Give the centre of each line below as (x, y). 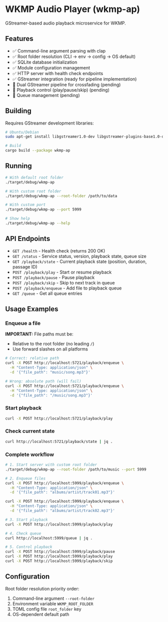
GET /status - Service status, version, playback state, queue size (79, 256)
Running (19, 166)
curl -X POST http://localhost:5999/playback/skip (59, 561)
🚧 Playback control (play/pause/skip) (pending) (61, 90)
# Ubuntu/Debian (22, 132)
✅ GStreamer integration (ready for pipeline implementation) (74, 79)
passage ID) (25, 266)
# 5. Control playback (29, 547)
